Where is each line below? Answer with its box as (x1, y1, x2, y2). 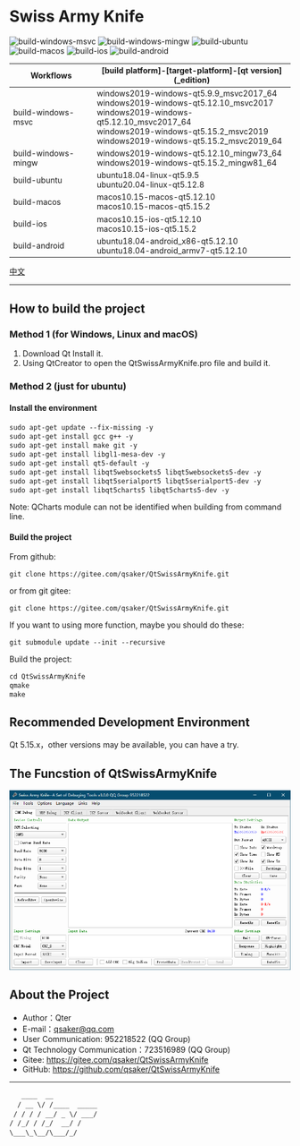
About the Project (9, 988, 110, 1003)
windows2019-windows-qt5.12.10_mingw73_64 (96, 148, 283, 158)
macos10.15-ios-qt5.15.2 (96, 223, 197, 234)
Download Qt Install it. (21, 348, 104, 359)
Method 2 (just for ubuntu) (9, 381, 127, 393)
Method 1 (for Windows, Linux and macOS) (9, 328, 198, 340)
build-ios (12, 218, 47, 229)
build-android (12, 240, 65, 252)
